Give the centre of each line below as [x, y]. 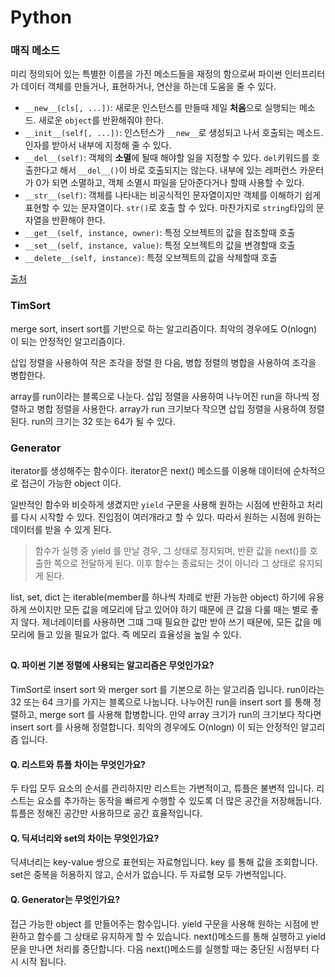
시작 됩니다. [43, 961]
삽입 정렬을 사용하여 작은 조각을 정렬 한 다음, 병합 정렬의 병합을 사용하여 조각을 [163, 362]
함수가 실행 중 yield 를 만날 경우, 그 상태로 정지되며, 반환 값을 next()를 [171, 551]
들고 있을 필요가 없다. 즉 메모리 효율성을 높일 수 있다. [139, 635]
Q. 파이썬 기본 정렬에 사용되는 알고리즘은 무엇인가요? [112, 665]
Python [41, 17]
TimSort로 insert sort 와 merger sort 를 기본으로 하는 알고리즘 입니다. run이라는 [167, 690]
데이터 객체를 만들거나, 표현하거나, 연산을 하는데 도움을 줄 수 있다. [148, 87]
